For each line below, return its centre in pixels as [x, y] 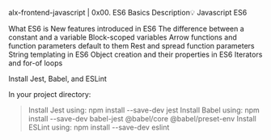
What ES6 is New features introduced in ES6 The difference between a [126, 29]
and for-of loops [36, 63]
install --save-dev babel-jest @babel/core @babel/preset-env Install [142, 119]
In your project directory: [50, 94]
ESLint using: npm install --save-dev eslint [99, 127]
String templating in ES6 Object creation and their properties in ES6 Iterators [135, 54]
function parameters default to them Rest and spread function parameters [131, 46]
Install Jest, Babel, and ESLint [58, 78]
